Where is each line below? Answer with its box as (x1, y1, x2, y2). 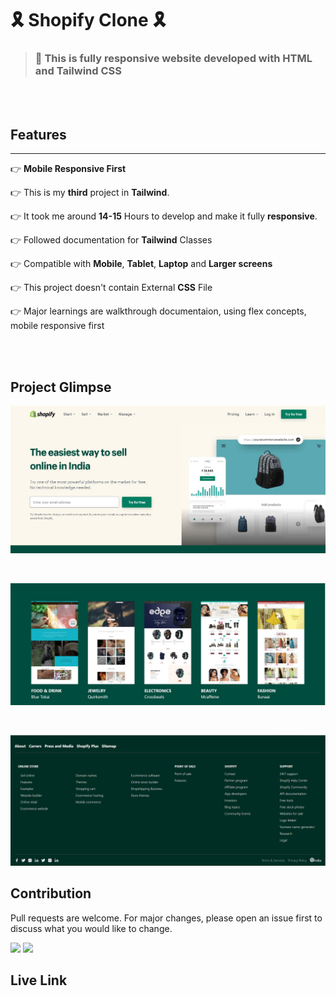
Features (10, 126, 67, 143)
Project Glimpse (10, 378, 112, 396)
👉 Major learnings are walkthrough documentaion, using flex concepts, (10, 305, 307, 317)
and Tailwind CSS (34, 64, 122, 78)
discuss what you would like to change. (10, 922, 173, 934)
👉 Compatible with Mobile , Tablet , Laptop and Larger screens (10, 258, 273, 270)
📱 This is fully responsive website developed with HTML (34, 52, 313, 66)
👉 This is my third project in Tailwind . (10, 187, 170, 199)
